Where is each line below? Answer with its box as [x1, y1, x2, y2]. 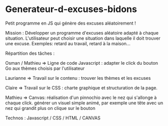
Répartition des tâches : [5, 50, 54, 56]
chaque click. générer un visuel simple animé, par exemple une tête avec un [5, 99, 163, 106]
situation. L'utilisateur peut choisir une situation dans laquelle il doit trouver [5, 35, 160, 41]
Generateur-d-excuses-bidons [5, 4, 137, 15]
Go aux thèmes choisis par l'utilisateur [5, 65, 85, 71]
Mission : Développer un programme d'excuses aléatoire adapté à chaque [5, 30, 159, 36]
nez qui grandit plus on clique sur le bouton [5, 105, 96, 111]
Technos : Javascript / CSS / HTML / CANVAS [5, 114, 101, 121]
